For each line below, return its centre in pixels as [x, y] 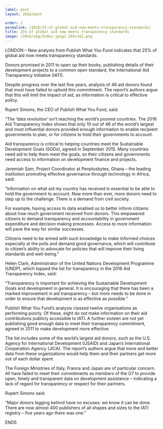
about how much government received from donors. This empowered [75, 214]
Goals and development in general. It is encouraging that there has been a [79, 288]
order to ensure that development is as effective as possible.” [66, 299]
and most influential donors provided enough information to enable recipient [81, 129]
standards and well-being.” [32, 254]
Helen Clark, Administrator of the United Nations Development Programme [80, 263]
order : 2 [14, 23]
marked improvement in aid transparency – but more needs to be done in [78, 293]
